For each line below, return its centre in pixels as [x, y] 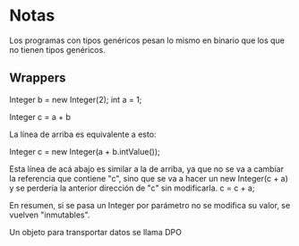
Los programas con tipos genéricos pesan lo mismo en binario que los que [147, 40]
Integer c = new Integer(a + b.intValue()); [85, 151]
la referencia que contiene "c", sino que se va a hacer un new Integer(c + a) [149, 178]
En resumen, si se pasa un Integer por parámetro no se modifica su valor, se [150, 205]
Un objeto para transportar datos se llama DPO [95, 232]
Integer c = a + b [40, 116]
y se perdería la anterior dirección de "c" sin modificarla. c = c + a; [132, 188]
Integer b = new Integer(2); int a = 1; [76, 99]
